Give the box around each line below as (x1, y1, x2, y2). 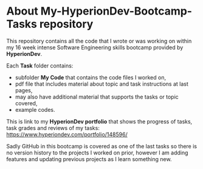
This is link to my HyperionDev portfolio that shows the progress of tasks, (6, 117, 193, 125)
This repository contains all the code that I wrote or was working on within (6, 37, 192, 44)
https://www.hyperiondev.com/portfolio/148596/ (6, 131, 128, 138)
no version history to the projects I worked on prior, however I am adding (6, 149, 188, 156)
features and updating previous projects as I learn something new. (6, 155, 172, 162)
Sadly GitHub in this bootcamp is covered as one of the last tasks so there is (6, 142, 198, 150)
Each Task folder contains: (6, 62, 74, 69)
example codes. (15, 106, 56, 113)
